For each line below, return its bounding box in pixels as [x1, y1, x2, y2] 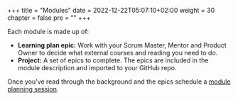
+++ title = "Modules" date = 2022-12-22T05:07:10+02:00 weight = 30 [7, 6, 215, 14]
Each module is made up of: [7, 28, 90, 35]
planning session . [7, 85, 59, 93]
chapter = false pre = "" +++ [7, 13, 91, 22]
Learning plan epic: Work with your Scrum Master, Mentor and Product [17, 41, 227, 49]
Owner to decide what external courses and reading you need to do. [17, 49, 218, 57]
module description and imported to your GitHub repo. [17, 64, 177, 72]
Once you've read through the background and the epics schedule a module [7, 77, 231, 86]
